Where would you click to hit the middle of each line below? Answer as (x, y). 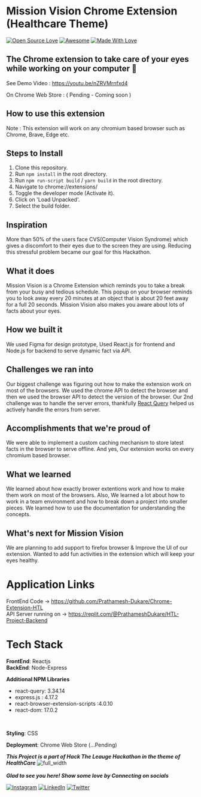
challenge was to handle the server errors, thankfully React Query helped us (100, 403)
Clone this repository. (41, 168)
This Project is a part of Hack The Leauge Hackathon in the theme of (93, 756)
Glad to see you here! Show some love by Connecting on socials (87, 775)
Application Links (51, 585)
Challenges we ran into (50, 369)
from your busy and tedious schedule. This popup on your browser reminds (99, 292)
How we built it (34, 330)
